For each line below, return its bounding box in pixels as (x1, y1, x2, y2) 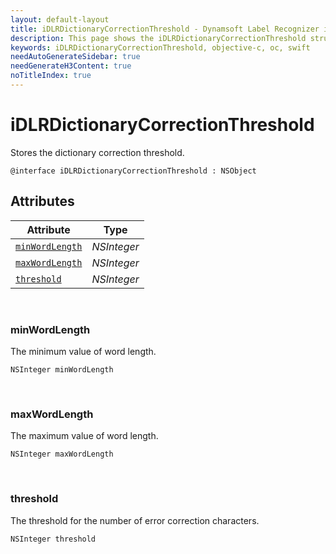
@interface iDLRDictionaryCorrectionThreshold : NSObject (10, 166, 257, 176)
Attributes (10, 193, 75, 210)
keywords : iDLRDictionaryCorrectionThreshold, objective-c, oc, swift (10, 42, 311, 53)
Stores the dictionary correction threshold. (10, 146, 185, 158)
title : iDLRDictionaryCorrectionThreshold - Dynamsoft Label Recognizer (10, 24, 320, 34)
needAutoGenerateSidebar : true (10, 52, 141, 62)
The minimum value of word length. (10, 345, 157, 357)
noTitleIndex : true (10, 71, 92, 81)
